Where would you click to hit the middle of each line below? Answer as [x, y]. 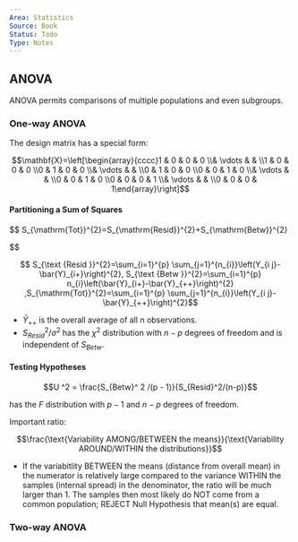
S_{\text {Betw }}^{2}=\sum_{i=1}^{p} [194, 273]
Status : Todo [34, 34]
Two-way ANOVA [48, 527]
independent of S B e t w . [63, 345]
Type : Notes [31, 43]
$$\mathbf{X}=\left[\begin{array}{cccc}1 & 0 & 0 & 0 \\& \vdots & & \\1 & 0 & [150, 160]
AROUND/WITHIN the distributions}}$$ [150, 448]
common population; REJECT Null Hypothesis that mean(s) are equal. [150, 503]
